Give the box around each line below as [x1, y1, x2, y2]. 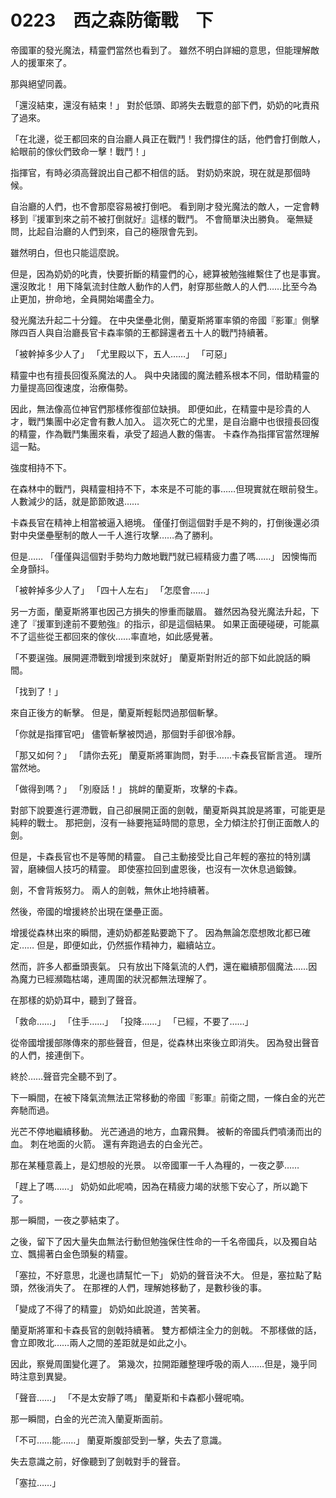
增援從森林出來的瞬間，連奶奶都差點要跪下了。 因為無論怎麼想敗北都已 [10, 926, 302, 938]
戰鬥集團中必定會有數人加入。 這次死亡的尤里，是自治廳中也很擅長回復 [27, 415, 320, 427]
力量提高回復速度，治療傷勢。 [10, 381, 133, 393]
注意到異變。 [18, 1370, 72, 1382]
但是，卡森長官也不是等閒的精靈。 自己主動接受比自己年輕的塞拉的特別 [10, 850, 302, 862]
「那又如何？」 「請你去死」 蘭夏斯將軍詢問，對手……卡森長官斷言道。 [10, 749, 303, 761]
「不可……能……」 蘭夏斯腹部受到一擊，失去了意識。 [10, 1434, 228, 1446]
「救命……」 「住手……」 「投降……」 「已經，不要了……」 [10, 1015, 254, 1027]
